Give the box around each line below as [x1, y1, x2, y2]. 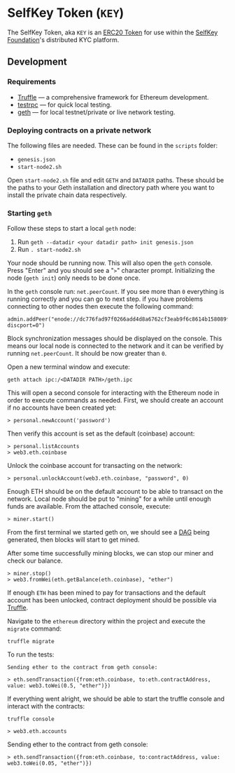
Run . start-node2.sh [17, 246, 81, 254]
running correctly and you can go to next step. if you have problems [7, 295, 204, 303]
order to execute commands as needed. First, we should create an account [7, 396, 224, 405]
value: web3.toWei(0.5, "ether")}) [7, 683, 111, 690]
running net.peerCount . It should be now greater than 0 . [7, 349, 167, 358]
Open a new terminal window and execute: [7, 363, 131, 371]
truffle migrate [7, 638, 55, 645]
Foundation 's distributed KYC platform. [7, 35, 120, 43]
